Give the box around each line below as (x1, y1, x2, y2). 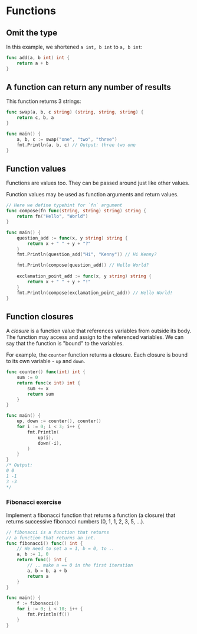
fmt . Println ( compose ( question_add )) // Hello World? (17, 262, 149, 269)
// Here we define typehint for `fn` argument (6, 202, 123, 208)
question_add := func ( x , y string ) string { (17, 235, 128, 241)
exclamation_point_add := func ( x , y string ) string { (17, 273, 152, 279)
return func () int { (17, 557, 67, 563)
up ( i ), (37, 435, 54, 441)
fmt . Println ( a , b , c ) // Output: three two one (17, 142, 136, 148)
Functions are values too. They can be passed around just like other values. (6, 179, 190, 187)
